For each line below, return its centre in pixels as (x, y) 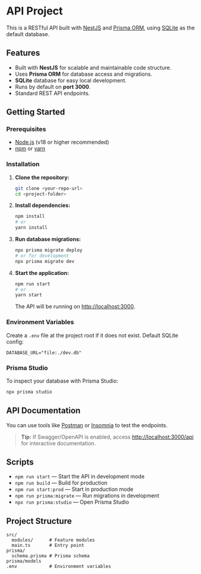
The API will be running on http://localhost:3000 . (75, 307)
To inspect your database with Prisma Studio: (62, 381)
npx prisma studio (29, 392)
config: (15, 342)
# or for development (42, 256)
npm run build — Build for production (61, 483)
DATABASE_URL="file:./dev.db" (44, 353)
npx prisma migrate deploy (49, 250)
